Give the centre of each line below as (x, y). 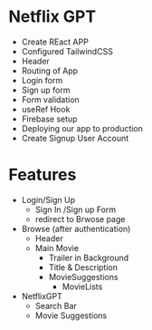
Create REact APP (55, 42)
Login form (42, 80)
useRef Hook (46, 109)
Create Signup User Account (75, 138)
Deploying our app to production (82, 128)
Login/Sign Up (48, 199)
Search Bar (56, 306)
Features (43, 175)
